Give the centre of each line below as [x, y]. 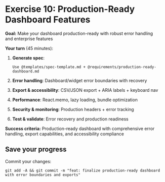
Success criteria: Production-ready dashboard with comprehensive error [80, 128]
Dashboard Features [48, 20]
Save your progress [36, 150]
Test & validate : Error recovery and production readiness [70, 119]
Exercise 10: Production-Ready [70, 9]
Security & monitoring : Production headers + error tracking [73, 109]
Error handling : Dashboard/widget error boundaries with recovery [80, 80]
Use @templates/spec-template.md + [49, 67]
